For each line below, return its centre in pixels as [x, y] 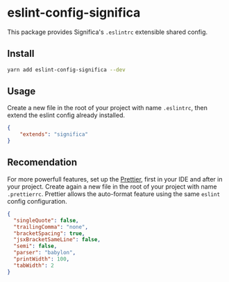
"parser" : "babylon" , [45, 253]
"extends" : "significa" [54, 134]
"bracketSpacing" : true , [49, 233]
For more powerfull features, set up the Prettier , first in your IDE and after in [115, 179]
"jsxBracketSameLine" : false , [57, 240]
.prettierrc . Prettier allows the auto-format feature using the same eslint [114, 194]
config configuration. [37, 201]
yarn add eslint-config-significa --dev [67, 70]
